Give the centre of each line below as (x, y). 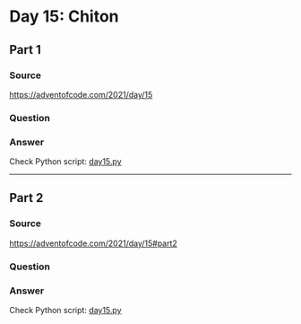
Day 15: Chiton (64, 17)
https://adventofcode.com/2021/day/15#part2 (93, 243)
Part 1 (26, 50)
